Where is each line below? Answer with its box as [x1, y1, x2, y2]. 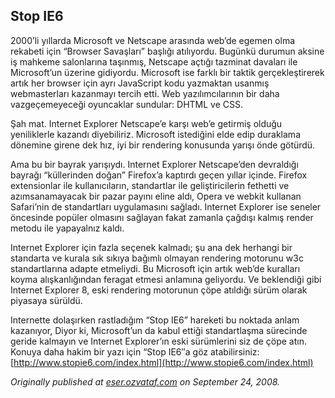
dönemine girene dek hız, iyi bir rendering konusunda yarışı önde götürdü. [10, 139, 316, 151]
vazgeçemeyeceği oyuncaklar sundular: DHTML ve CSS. [10, 98, 244, 110]
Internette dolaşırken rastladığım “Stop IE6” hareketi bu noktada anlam [10, 314, 300, 326]
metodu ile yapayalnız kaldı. [10, 222, 125, 234]
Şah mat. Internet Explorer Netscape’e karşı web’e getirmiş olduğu [10, 117, 283, 129]
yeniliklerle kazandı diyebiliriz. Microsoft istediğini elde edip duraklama [10, 128, 301, 140]
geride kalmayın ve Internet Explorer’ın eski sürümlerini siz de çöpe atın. [10, 335, 307, 347]
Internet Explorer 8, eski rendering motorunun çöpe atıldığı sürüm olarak [10, 284, 308, 296]
